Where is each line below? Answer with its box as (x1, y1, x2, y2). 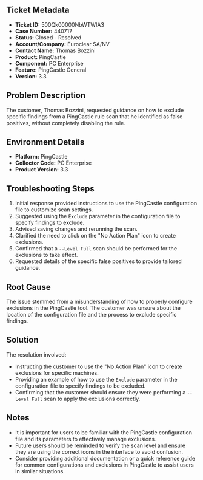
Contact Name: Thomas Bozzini (15, 47, 96, 54)
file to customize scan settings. (15, 206, 93, 213)
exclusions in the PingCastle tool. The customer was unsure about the (6, 304, 181, 312)
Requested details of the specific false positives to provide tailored (15, 258, 182, 265)
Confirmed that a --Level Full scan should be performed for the (15, 245, 178, 252)
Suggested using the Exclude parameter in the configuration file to (15, 213, 181, 220)
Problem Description (6, 91, 86, 101)
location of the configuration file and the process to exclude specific (6, 311, 177, 318)
